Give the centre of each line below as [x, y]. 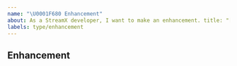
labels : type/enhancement [45, 27]
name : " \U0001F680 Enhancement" [55, 14]
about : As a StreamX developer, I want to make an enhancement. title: [115, 20]
